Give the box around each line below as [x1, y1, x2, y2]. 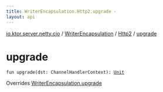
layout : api [6, 14, 35, 20]
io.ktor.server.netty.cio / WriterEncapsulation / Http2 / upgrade [6, 30, 157, 37]
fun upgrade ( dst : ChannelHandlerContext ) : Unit [6, 69, 125, 76]
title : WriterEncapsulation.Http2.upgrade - [6, 8, 117, 15]
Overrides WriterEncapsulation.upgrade [6, 80, 103, 87]
